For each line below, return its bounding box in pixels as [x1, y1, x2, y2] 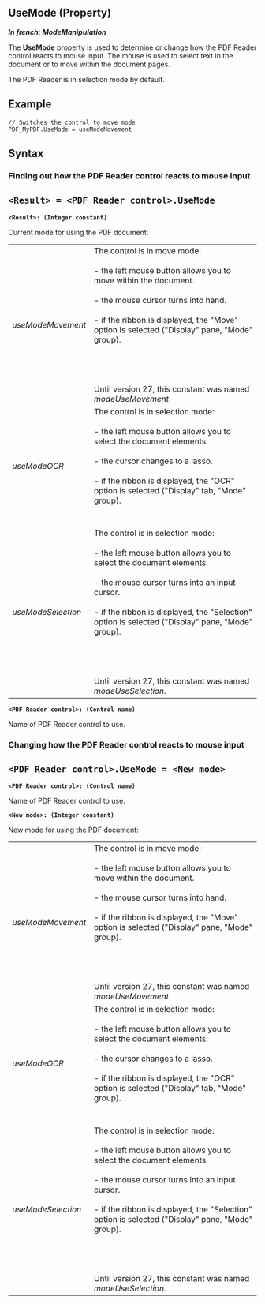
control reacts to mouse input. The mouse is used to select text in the [8, 51, 233, 60]
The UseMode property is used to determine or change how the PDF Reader [8, 43, 257, 52]
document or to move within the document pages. [8, 59, 171, 69]
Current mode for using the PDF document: [8, 227, 149, 237]
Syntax [8, 147, 44, 160]
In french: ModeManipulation [8, 27, 106, 36]
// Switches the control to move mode [8, 118, 136, 126]
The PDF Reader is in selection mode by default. [8, 74, 166, 84]
